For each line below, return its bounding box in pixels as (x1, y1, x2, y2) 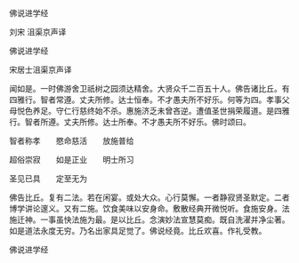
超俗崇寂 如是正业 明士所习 (9, 155, 134, 164)
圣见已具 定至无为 (9, 173, 87, 184)
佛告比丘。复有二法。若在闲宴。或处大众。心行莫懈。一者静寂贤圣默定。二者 (9, 192, 290, 203)
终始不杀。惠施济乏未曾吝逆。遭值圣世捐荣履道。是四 (86, 106, 282, 116)
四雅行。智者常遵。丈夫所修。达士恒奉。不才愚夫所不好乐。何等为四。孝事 (9, 94, 282, 105)
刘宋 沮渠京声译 (9, 27, 67, 37)
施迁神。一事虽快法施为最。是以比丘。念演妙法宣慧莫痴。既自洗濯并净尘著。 (9, 214, 290, 225)
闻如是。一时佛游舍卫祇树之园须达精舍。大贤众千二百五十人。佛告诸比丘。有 (9, 84, 290, 93)
